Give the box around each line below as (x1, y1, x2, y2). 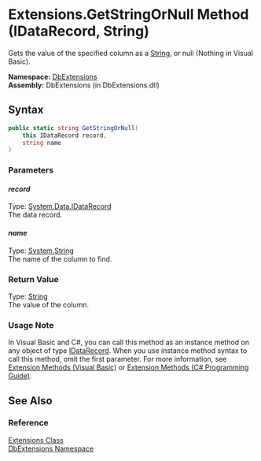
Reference (8, 418, 49, 429)
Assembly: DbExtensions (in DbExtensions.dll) (8, 80, 160, 90)
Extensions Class (8, 435, 64, 444)
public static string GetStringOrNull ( (8, 124, 139, 132)
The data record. (8, 210, 63, 220)
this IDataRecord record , (22, 132, 108, 139)
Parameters (8, 165, 53, 176)
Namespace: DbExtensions (8, 72, 97, 81)
